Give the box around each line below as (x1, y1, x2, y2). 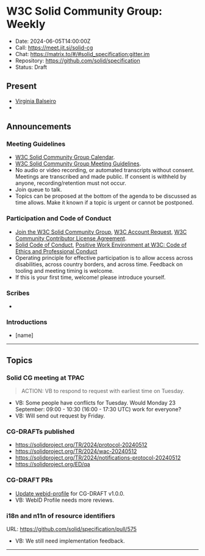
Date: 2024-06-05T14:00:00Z (15, 37, 91, 45)
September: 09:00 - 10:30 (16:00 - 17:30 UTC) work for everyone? (15, 406, 182, 413)
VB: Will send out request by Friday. (15, 412, 106, 419)
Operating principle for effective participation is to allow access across (15, 254, 193, 261)
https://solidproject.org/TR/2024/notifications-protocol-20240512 (15, 454, 181, 461)
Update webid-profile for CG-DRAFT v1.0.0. (15, 489, 125, 497)
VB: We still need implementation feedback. (15, 537, 125, 544)
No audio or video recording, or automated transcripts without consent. (15, 167, 195, 174)
